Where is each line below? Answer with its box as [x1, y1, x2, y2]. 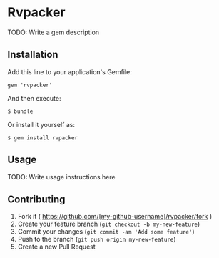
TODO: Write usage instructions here [7, 172, 116, 181]
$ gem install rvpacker [7, 134, 78, 142]
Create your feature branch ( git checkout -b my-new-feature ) [17, 219, 200, 229]
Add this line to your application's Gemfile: [7, 67, 132, 76]
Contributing [7, 193, 66, 205]
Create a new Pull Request [17, 242, 96, 251]
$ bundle [7, 108, 34, 115]
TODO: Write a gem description [7, 28, 100, 36]
